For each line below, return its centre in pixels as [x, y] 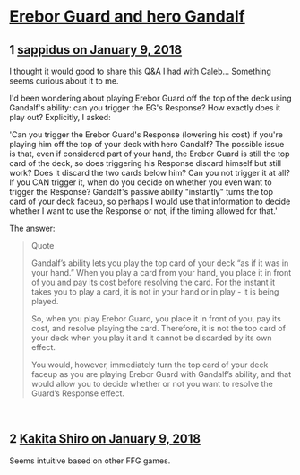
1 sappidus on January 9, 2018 [95, 50]
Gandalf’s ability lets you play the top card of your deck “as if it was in [160, 263]
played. [45, 301]
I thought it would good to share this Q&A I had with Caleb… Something [140, 71]
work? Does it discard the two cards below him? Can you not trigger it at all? [150, 173]
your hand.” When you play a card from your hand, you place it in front [161, 273]
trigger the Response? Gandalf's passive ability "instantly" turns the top [141, 192]
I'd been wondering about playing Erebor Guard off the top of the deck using [150, 98]
